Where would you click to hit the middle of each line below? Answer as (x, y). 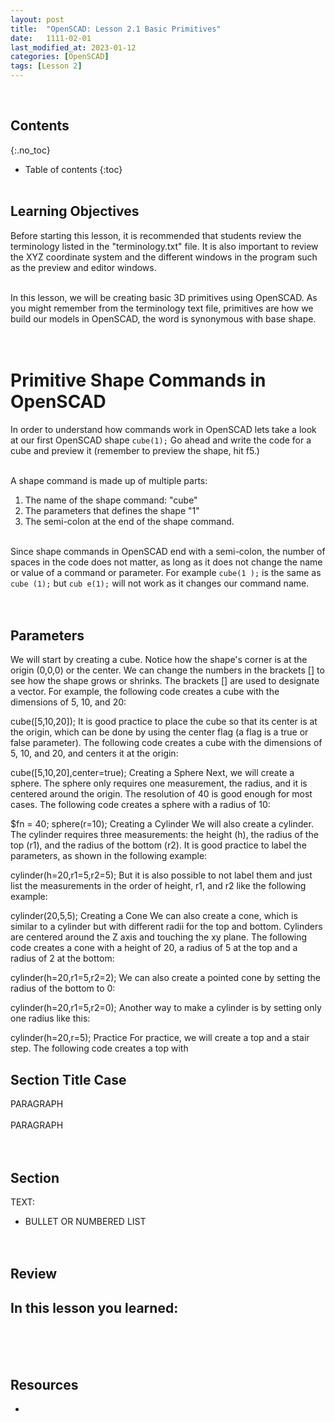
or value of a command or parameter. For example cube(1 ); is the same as (166, 572)
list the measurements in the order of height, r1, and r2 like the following (158, 886)
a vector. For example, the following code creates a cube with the (145, 692)
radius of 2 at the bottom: (62, 958)
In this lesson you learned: (94, 1307)
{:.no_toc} (30, 150)
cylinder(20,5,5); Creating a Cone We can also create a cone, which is (154, 916)
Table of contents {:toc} (73, 169)
